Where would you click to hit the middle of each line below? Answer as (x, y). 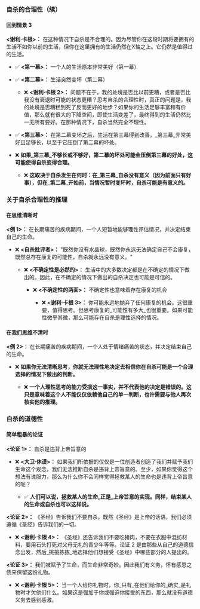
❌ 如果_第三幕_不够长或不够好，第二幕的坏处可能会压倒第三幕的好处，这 (104, 155)
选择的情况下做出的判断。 (46, 374)
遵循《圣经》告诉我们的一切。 (43, 524)
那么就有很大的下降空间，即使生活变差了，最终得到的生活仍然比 (113, 115)
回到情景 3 (19, 25)
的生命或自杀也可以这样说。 (58, 504)
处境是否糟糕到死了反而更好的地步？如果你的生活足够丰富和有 (105, 107)
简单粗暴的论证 (24, 434)
